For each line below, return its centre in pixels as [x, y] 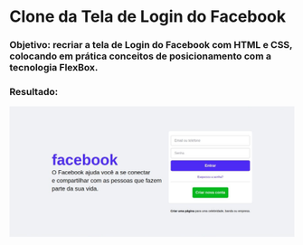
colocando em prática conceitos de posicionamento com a [140, 56]
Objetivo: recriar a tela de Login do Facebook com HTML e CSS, [151, 45]
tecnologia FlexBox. [54, 68]
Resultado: [34, 92]
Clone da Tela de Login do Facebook [148, 17]
